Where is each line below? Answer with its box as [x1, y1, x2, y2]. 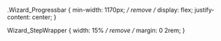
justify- [194, 6, 215, 14]
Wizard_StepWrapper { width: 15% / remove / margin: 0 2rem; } [7, 27, 185, 34]
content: [7, 13, 31, 21]
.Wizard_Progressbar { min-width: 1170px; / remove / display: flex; [7, 6, 194, 14]
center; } [32, 13, 57, 21]
